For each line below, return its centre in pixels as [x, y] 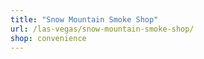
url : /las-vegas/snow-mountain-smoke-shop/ [102, 29]
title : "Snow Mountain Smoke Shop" [84, 19]
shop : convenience [48, 38]
